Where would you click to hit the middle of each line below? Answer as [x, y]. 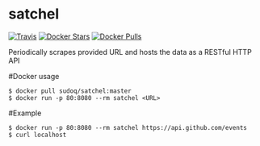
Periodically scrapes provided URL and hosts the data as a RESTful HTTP [130, 52]
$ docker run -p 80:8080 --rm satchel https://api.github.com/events [128, 127]
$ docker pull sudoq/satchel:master [70, 91]
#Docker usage [34, 76]
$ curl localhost [38, 135]
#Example [25, 113]
